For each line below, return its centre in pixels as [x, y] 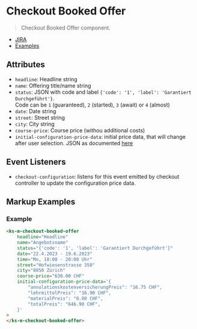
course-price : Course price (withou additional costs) [80, 130]
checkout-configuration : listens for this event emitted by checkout [97, 176]
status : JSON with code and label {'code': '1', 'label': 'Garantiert [103, 92]
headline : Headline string [46, 79]
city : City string [35, 124]
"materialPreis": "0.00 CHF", [65, 298]
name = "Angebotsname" [43, 242]
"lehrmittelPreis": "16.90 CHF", [70, 293]
